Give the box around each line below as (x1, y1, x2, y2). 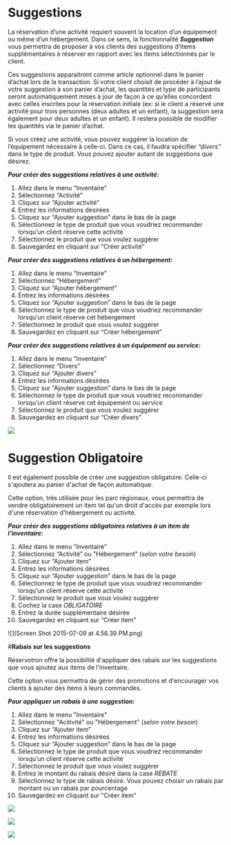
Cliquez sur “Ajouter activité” (17, 198, 100, 206)
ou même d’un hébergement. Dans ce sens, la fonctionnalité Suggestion (8, 34, 214, 43)
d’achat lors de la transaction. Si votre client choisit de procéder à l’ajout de (8, 77, 222, 86)
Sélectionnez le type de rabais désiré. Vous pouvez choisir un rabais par (17, 776, 223, 784)
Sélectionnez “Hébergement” (17, 276, 101, 284)
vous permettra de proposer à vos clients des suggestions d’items (8, 42, 196, 50)
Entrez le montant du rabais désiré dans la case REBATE (17, 769, 178, 777)
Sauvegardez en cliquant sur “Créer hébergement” (17, 328, 163, 336)
